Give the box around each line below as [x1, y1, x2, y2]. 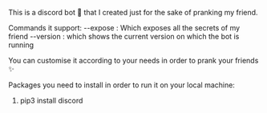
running [8, 40, 34, 50]
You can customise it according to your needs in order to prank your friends [8, 56, 259, 65]
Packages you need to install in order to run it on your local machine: [8, 80, 235, 90]
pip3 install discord [19, 96, 83, 105]
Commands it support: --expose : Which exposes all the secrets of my [8, 23, 241, 32]
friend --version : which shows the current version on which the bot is [8, 32, 240, 41]
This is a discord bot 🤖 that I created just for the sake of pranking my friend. [8, 8, 258, 17]
